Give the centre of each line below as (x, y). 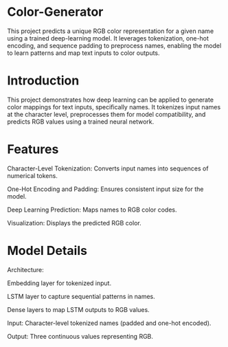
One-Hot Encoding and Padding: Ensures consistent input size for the (105, 189)
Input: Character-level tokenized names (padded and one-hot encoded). (109, 323)
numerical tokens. (33, 175)
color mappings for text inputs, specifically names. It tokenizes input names (114, 107)
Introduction (43, 81)
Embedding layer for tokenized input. (59, 283)
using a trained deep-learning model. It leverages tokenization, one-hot (108, 38)
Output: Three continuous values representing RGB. (80, 336)
